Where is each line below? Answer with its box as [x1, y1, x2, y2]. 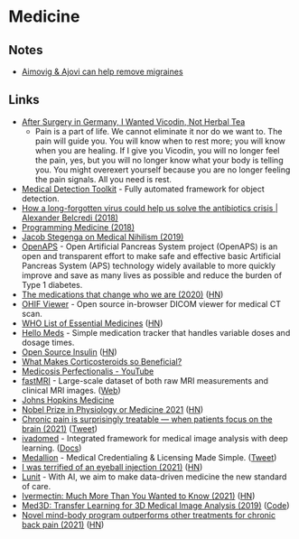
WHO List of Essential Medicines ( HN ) [21, 318, 164, 329]
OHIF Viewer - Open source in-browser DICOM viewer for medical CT [21, 298, 282, 309]
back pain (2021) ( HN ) [21, 519, 105, 530]
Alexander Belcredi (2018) [21, 212, 119, 223]
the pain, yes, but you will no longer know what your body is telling [34, 154, 284, 165]
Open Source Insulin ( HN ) [21, 346, 118, 358]
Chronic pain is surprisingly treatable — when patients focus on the [21, 414, 273, 424]
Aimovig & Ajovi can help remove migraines [21, 66, 183, 77]
